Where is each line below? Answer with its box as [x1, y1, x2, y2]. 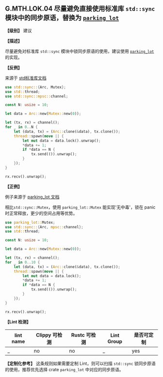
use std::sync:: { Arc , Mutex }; [5, 85, 66, 90]
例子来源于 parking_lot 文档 [5, 194, 60, 199]
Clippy [35, 331, 51, 338]
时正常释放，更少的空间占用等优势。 [5, 210, 78, 216]
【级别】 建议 [5, 27, 32, 33]
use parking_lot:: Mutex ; [5, 220, 55, 225]
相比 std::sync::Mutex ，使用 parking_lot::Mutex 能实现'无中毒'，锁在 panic [5, 204, 156, 210]
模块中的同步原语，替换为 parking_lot [5, 14, 119, 22]
